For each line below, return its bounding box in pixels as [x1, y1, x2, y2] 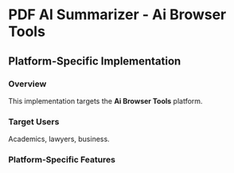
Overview [8, 78, 47, 89]
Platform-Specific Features [8, 154, 115, 165]
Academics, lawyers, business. [8, 134, 110, 144]
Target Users [8, 116, 60, 127]
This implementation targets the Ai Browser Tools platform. [8, 96, 203, 105]
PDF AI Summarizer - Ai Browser [8, 6, 227, 24]
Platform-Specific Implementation [8, 54, 181, 68]
